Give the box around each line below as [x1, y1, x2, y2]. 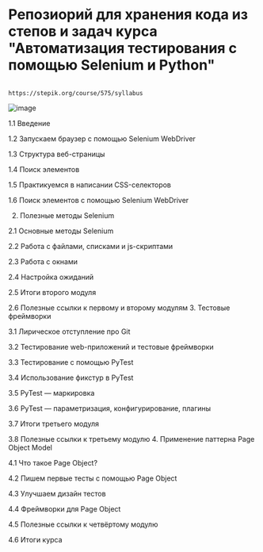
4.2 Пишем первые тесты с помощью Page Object [8, 473, 177, 483]
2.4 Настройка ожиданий [8, 272, 94, 282]
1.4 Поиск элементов [8, 164, 80, 174]
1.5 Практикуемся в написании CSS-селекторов [8, 180, 172, 190]
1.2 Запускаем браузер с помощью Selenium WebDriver [8, 133, 196, 144]
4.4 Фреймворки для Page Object [8, 504, 121, 513]
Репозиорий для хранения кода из [8, 6, 248, 24]
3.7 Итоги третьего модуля [8, 419, 99, 428]
